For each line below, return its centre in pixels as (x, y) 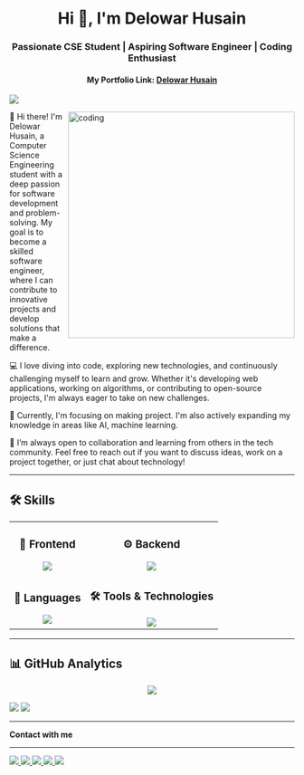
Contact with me (41, 734)
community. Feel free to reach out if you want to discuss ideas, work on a (146, 453)
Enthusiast (152, 58)
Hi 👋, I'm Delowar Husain (152, 19)
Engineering (32, 165)
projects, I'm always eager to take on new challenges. (109, 398)
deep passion (35, 184)
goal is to (26, 232)
